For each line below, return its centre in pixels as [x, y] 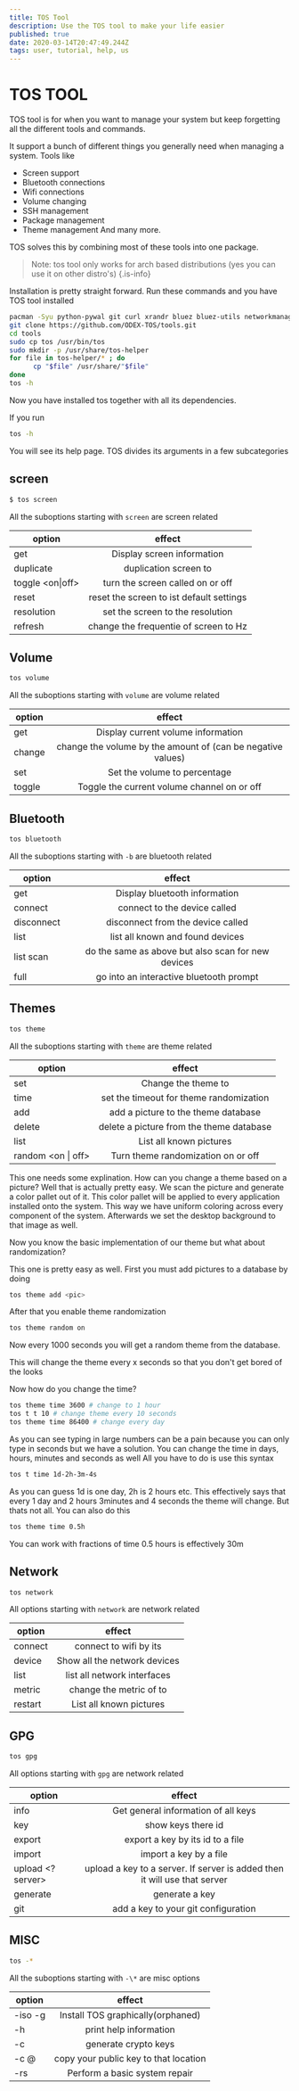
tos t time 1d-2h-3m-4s [53, 1474]
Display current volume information [170, 732]
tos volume [29, 679]
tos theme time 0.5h [48, 1527]
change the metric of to [118, 1690]
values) [170, 758]
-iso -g [30, 2014]
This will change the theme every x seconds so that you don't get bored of [146, 1362]
